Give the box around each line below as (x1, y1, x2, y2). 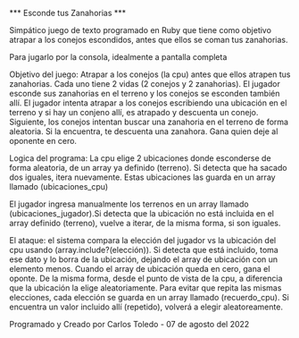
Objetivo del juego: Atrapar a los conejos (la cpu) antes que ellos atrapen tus (9, 69, 291, 80)
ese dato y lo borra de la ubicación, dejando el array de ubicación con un (9, 254, 278, 265)
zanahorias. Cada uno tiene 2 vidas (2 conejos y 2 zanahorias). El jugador (9, 79, 281, 89)
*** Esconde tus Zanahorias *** (9, 8, 127, 18)
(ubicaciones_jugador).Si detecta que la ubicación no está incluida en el (9, 208, 275, 218)
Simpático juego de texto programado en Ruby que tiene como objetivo (9, 25, 272, 35)
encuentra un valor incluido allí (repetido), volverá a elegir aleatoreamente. (9, 301, 284, 312)
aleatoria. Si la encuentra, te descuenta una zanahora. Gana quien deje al (9, 126, 278, 137)
